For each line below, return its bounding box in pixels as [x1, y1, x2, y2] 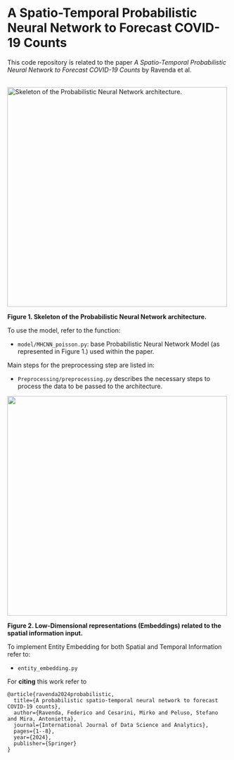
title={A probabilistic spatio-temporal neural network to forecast [13, 697, 219, 704]
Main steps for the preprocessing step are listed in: [7, 361, 155, 369]
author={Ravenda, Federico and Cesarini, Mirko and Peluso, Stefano [13, 709, 219, 716]
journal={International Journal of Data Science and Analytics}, [13, 721, 209, 728]
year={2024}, [13, 733, 52, 741]
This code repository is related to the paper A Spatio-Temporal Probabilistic [7, 58, 227, 66]
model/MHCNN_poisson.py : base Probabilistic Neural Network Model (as [17, 340, 220, 348]
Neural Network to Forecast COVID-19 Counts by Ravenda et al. [7, 65, 192, 74]
